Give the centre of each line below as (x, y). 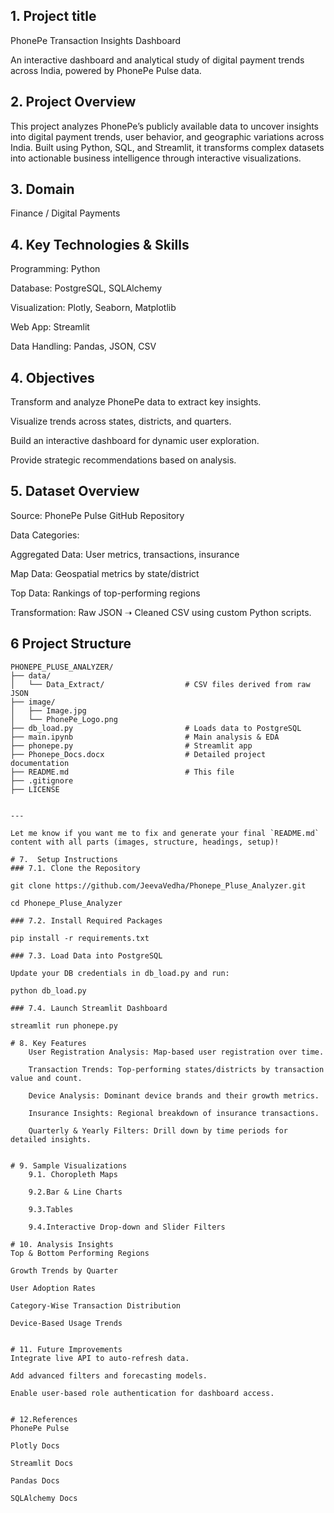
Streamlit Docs (42, 1463)
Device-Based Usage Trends (66, 1323)
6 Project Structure (71, 644)
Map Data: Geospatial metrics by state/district (105, 573)
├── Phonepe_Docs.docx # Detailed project (138, 754)
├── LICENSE (35, 789)
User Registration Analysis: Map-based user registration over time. (176, 1052)
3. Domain (42, 189)
